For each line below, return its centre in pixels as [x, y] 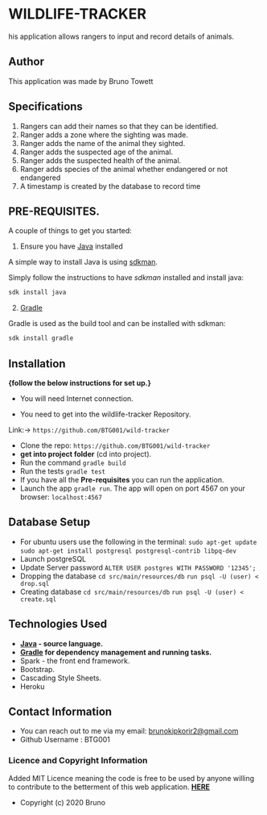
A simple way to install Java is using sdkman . [83, 262]
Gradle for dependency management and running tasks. [116, 652]
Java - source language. [62, 643]
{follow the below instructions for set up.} [80, 382]
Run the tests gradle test [63, 471]
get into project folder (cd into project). [86, 453]
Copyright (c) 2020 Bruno [63, 802]
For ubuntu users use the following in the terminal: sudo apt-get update [138, 541]
